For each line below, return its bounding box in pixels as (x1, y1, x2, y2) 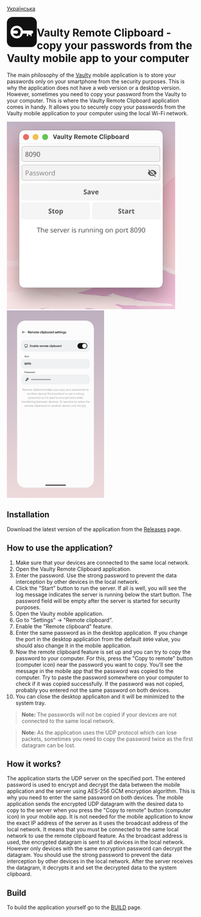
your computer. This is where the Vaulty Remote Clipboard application (7, 97, 179, 104)
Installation (7, 510, 50, 520)
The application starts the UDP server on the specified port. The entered (7, 775, 185, 782)
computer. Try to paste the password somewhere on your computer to (15, 673, 189, 681)
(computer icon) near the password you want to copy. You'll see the (15, 661, 183, 668)
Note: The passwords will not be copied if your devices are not (21, 711, 177, 718)
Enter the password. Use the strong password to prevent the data (15, 571, 177, 579)
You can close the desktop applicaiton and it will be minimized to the (15, 693, 185, 700)
